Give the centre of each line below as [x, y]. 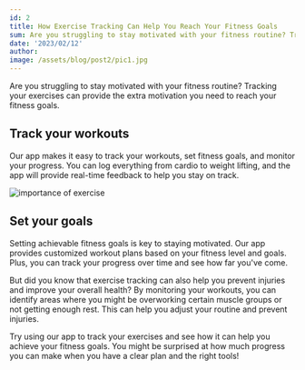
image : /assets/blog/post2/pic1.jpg [79, 60]
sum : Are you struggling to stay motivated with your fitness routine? [148, 35]
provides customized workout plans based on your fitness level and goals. [148, 253]
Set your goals [51, 221]
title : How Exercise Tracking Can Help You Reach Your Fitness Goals [144, 26]
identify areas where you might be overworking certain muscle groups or [146, 299]
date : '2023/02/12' [46, 43]
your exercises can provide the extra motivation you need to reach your [143, 95]
